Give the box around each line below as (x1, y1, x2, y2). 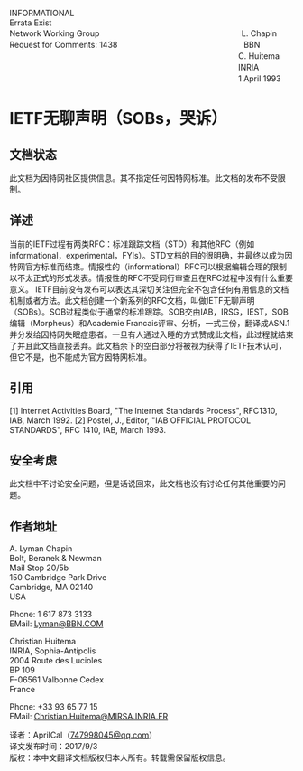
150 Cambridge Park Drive (9, 572, 107, 583)
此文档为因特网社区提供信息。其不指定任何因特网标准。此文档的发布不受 (9, 173, 278, 183)
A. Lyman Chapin (9, 543, 73, 554)
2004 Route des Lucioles (9, 655, 103, 666)
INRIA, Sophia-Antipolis (9, 645, 96, 656)
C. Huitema (237, 51, 280, 61)
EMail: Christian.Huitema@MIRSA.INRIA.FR (9, 711, 169, 722)
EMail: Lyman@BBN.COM (9, 618, 104, 629)
